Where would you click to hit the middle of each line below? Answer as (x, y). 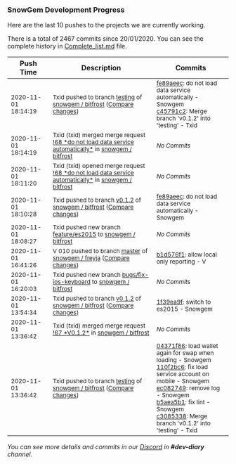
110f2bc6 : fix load (182, 367)
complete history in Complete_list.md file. (67, 46)
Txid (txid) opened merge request (99, 166)
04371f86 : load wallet (187, 346)
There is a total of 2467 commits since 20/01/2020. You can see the (105, 39)
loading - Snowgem (184, 360)
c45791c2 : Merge (182, 111)
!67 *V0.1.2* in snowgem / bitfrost (101, 333)
